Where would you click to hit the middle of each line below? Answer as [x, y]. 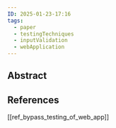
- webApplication [39, 47]
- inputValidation [41, 41]
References [33, 100]
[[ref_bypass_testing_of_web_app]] [58, 117]
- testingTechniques [44, 34]
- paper [25, 27]
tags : [15, 21]
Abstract [27, 76]
